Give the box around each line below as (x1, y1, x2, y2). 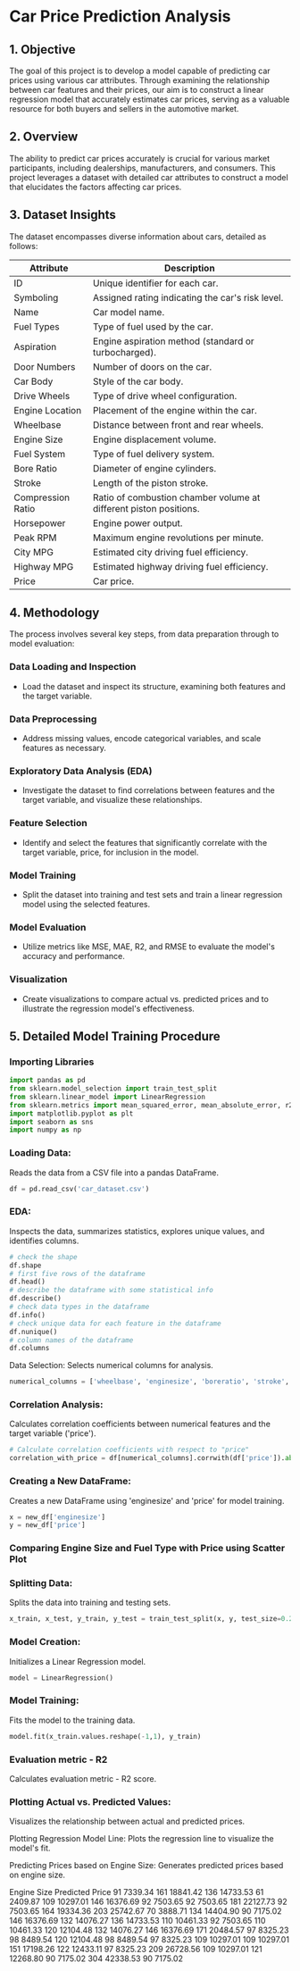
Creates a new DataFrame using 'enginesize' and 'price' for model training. (9, 1495, 285, 1506)
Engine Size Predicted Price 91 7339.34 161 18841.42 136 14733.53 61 (9, 1887, 264, 1898)
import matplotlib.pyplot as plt (9, 1109, 134, 1118)
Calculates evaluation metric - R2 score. (9, 1774, 157, 1783)
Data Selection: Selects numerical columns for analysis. (9, 1360, 214, 1371)
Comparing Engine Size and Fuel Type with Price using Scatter (9, 1542, 286, 1555)
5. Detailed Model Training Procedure (9, 1029, 221, 1044)
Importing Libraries (9, 1056, 95, 1068)
